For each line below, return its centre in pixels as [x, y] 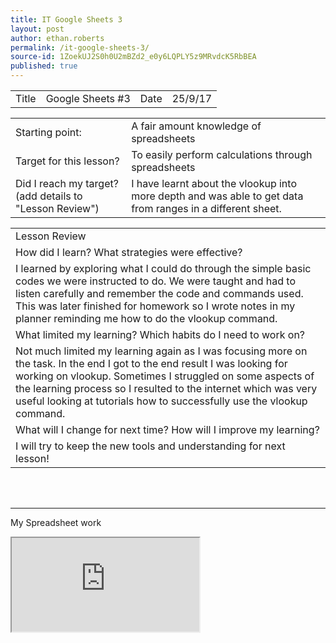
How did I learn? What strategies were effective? [129, 252]
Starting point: [48, 132]
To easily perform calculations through [222, 154]
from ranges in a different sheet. [206, 208]
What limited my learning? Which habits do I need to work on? [160, 334]
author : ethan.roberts [57, 38]
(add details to [49, 196]
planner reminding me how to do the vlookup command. [146, 318]
